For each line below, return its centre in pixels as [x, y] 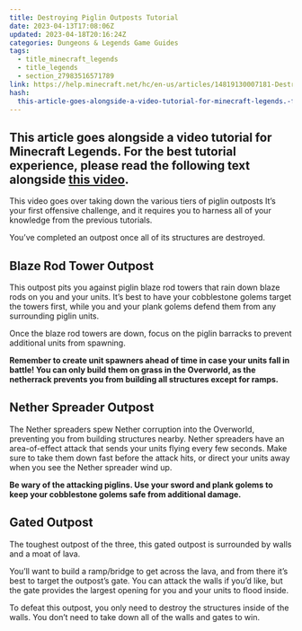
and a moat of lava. [45, 554]
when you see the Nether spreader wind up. [91, 467]
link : [19, 84]
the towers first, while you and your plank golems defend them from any [143, 307]
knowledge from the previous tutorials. [81, 220]
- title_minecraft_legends [68, 59]
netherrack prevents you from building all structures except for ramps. [144, 379]
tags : [19, 51]
